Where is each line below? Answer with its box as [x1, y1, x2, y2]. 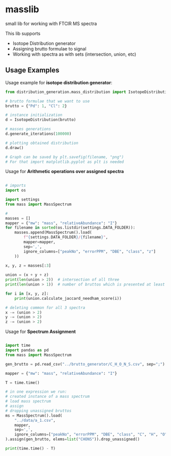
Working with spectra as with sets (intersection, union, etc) [12, 51, 136, 57]
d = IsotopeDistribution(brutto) [5, 117, 76, 123]
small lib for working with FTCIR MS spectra [5, 20, 97, 27]
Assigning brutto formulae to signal [12, 45, 87, 52]
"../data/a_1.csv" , [14, 418, 56, 423]
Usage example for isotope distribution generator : [5, 79, 113, 85]
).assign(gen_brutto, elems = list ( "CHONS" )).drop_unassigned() [5, 437, 140, 442]
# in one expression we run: [5, 389, 67, 394]
